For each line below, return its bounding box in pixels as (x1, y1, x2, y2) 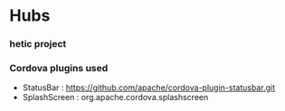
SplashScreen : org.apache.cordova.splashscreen (22, 92, 209, 103)
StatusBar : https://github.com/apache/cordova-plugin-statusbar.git (22, 82, 276, 93)
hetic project (9, 38, 67, 51)
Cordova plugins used (9, 62, 109, 75)
